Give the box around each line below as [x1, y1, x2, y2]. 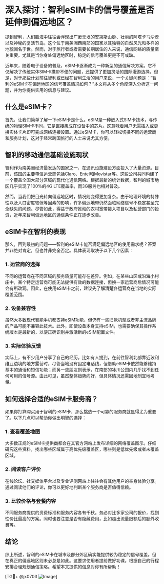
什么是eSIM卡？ [5, 103, 53, 111]
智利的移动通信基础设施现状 [5, 151, 89, 159]
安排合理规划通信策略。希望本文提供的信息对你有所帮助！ [5, 563, 121, 569]
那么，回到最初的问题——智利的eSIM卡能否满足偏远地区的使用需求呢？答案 [5, 241, 157, 247]
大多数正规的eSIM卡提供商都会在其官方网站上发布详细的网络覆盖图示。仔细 [5, 440, 157, 446]
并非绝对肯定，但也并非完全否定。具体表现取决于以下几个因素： [5, 248, 133, 254]
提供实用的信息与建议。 [26, 87, 74, 93]
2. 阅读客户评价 [5, 466, 41, 473]
